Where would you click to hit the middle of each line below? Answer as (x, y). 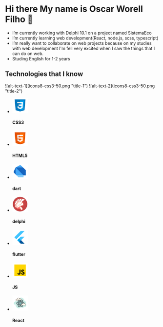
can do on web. (28, 53)
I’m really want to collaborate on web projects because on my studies (82, 43)
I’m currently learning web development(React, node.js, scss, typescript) (85, 38)
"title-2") (14, 91)
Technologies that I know (44, 74)
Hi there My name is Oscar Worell (74, 9)
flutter (19, 254)
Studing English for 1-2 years (41, 58)
